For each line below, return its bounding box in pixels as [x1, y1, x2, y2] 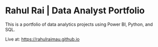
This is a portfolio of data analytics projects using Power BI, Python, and [5, 21, 153, 27]
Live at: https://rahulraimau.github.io [5, 36, 80, 42]
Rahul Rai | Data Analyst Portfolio [5, 5, 145, 16]
